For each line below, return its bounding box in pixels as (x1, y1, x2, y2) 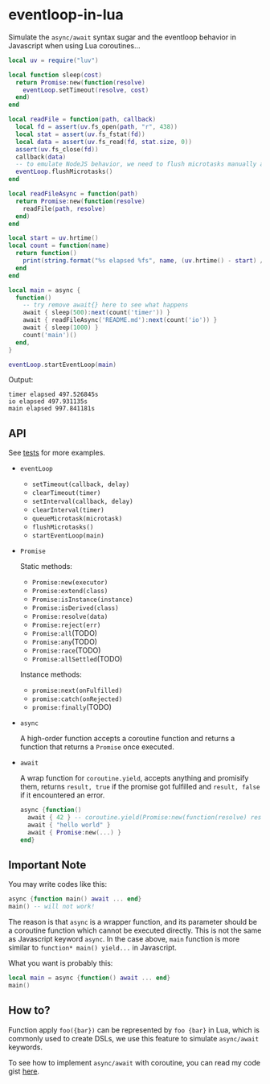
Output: (8, 375, 34, 385)
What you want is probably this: (8, 958, 113, 968)
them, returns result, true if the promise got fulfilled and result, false (19, 782, 260, 792)
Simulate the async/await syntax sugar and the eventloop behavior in (8, 32, 237, 42)
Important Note (8, 859, 87, 872)
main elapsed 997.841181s (8, 405, 95, 413)
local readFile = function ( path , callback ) (8, 115, 157, 124)
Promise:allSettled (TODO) (31, 654, 123, 664)
